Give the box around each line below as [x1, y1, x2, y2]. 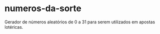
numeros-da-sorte [4, 3, 82, 14]
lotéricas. [4, 24, 23, 30]
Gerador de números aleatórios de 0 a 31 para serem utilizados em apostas [4, 19, 155, 25]
